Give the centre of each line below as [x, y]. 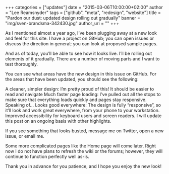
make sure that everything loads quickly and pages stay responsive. [76, 100]
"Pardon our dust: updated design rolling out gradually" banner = [73, 18]
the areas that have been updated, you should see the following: [72, 79]
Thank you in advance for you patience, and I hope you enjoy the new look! [83, 166]
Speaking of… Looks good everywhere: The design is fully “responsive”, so [83, 105]
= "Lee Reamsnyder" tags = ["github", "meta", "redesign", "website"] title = [83, 13]
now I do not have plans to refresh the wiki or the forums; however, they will [84, 151]
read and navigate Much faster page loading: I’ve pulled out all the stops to [83, 94]
